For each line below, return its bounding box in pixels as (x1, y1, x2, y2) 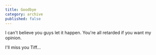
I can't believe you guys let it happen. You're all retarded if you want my (5, 30, 152, 36)
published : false (5, 16, 41, 21)
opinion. (5, 35, 22, 41)
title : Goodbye (5, 7, 37, 12)
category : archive (5, 12, 43, 17)
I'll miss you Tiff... (5, 45, 41, 51)
